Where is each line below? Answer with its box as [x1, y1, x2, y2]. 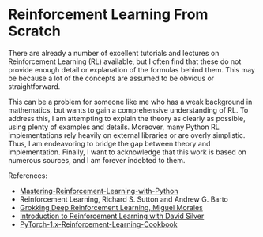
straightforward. [8, 81, 61, 91]
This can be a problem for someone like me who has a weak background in [8, 97, 253, 106]
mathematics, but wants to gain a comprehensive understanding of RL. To [8, 105, 249, 115]
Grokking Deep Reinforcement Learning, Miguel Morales [19, 202, 203, 212]
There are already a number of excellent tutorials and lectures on [8, 48, 220, 57]
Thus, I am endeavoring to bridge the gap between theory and [8, 139, 211, 148]
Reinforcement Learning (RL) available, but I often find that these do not [8, 57, 242, 66]
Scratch [8, 22, 61, 40]
